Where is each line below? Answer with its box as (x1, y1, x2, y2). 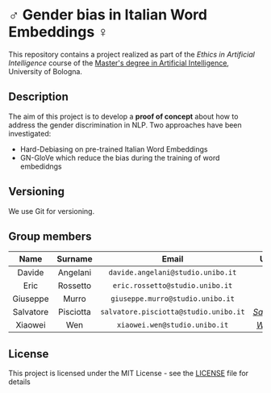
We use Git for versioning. (8, 206, 95, 215)
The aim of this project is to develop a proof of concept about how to (8, 111, 239, 121)
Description (8, 90, 69, 104)
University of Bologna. (8, 66, 83, 76)
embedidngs (19, 161, 62, 171)
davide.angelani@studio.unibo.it (108, 268, 237, 278)
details (8, 377, 31, 387)
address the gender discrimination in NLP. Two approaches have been (8, 119, 242, 130)
